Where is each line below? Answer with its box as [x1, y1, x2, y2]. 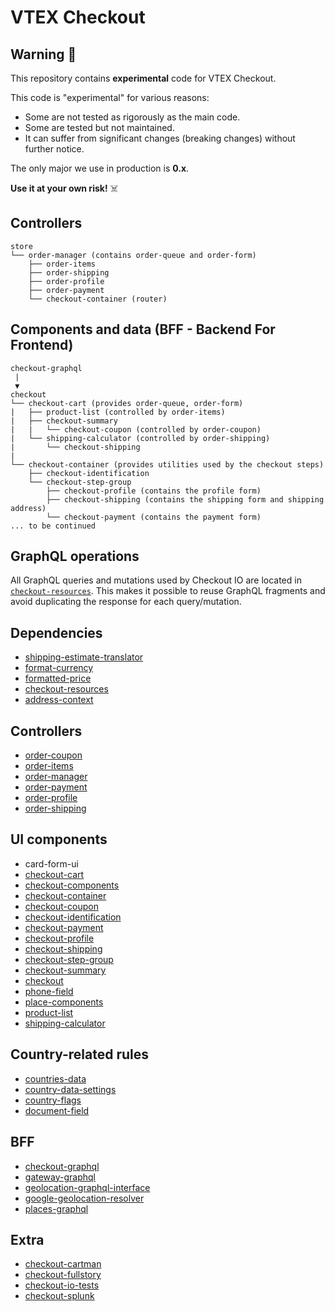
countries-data [24, 1072, 87, 1085]
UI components [10, 831, 108, 848]
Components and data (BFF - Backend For [10, 321, 276, 338]
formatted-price [24, 672, 92, 685]
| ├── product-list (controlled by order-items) [10, 407, 226, 417]
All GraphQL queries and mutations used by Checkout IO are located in [10, 574, 302, 586]
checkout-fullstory [24, 1269, 102, 1281]
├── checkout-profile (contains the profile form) [46, 486, 262, 496]
